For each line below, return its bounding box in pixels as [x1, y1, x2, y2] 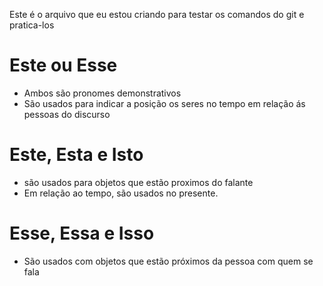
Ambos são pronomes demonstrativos [23, 87, 182, 99]
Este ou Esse [9, 54, 118, 77]
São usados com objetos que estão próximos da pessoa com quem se [23, 255, 314, 267]
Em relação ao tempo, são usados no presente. [23, 187, 219, 199]
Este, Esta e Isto [9, 144, 144, 166]
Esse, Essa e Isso [9, 222, 155, 245]
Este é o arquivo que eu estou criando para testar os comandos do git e [9, 9, 305, 20]
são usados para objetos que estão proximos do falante [23, 176, 254, 188]
